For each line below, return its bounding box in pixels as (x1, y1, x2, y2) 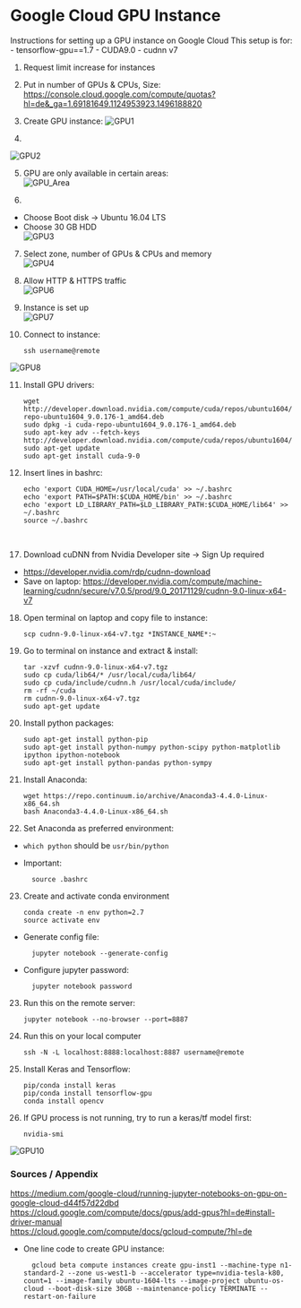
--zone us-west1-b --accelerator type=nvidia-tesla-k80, (67, 1269, 285, 1278)
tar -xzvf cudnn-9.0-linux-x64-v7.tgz (22, 662, 168, 672)
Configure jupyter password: (22, 964, 129, 975)
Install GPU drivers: (22, 379, 95, 390)
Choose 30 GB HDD (22, 221, 98, 232)
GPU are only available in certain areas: (22, 168, 169, 178)
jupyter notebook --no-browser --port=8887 (22, 1014, 189, 1024)
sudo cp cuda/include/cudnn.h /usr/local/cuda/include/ (22, 678, 236, 687)
